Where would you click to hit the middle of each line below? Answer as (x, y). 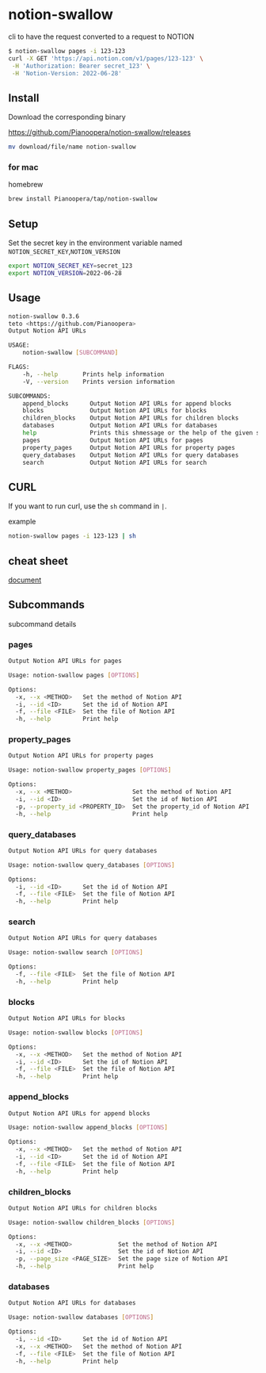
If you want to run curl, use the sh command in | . (88, 506)
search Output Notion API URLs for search (115, 462)
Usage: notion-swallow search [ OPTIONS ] (76, 953)
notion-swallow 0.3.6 (44, 316)
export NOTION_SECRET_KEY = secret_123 (70, 266)
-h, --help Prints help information (93, 374)
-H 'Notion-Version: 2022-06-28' (67, 73)
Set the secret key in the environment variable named (95, 243)
